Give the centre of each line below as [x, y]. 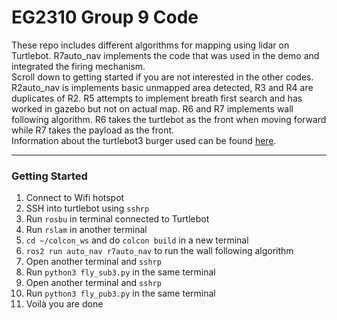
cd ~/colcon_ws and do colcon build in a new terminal [137, 240]
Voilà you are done [64, 304]
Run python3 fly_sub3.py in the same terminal [120, 272]
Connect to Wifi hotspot [75, 198]
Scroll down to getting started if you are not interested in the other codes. [162, 77]
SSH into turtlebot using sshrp [87, 208]
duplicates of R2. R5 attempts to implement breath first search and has [157, 98]
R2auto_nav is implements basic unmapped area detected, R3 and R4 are [162, 87]
